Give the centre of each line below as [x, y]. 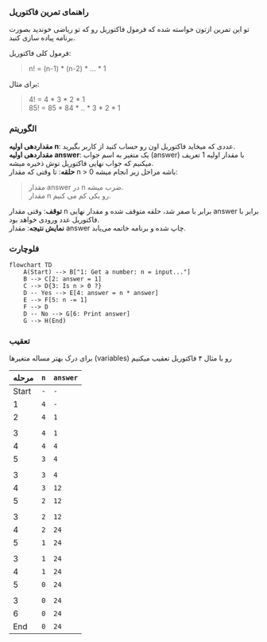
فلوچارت [24, 248]
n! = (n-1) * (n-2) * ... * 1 [67, 69]
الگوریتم [23, 128]
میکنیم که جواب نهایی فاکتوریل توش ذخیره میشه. [81, 163]
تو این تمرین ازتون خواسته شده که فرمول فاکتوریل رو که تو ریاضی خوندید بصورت [129, 30]
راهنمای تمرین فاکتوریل [49, 12]
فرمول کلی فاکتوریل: [40, 53]
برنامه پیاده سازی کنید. [42, 37]
